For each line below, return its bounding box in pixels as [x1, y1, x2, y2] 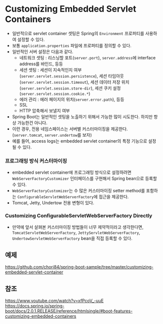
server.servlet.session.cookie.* [21, 91, 89, 96]
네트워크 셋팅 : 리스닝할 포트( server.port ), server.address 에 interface [19, 54, 156, 60]
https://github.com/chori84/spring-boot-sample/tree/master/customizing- [5, 264, 154, 270]
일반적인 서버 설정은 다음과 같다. [12, 49, 73, 54]
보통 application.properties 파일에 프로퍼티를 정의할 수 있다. [12, 42, 132, 48]
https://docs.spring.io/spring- [5, 303, 65, 309]
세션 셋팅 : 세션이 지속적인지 [19, 67, 73, 72]
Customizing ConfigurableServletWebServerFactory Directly [5, 213, 152, 219]
